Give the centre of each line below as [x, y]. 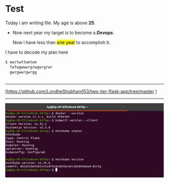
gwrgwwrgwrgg [23, 72]
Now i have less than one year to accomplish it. [61, 42]
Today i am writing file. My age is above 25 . [50, 23]
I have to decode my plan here [37, 52]
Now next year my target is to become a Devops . [63, 32]
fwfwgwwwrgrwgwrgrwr [31, 67]
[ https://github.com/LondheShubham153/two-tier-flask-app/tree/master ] [81, 91]
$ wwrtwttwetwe [21, 62]
